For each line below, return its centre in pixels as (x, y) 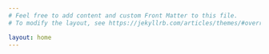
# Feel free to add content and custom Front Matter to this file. (123, 15)
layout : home (30, 37)
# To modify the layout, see (57, 23)
